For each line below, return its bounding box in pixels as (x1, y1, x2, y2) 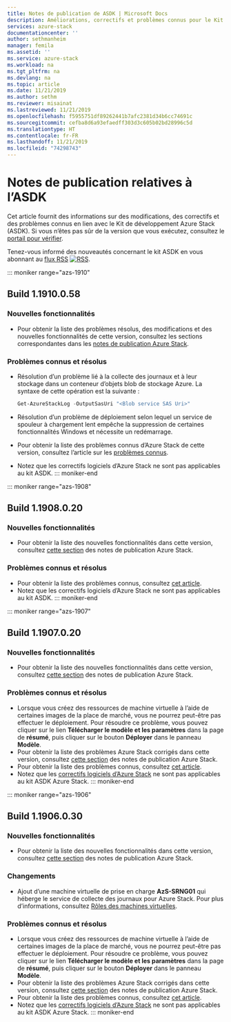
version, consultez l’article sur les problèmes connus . (17, 448, 169, 456)
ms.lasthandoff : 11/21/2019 (7, 139, 88, 146)
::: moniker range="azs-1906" (7, 790, 92, 798)
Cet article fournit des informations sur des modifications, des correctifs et (7, 212, 219, 220)
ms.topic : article (7, 81, 60, 88)
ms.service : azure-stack (7, 55, 79, 62)
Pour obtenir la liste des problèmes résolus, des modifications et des (17, 325, 212, 333)
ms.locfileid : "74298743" (7, 145, 81, 152)
